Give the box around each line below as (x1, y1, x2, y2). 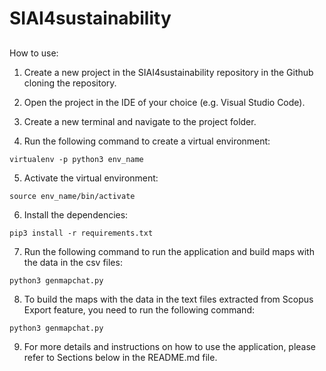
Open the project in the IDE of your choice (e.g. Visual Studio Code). (23, 96, 306, 108)
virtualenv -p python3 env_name (9, 154, 144, 164)
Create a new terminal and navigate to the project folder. (23, 115, 257, 127)
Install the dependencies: (23, 208, 129, 221)
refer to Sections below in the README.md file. (23, 351, 218, 363)
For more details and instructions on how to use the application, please (23, 340, 317, 352)
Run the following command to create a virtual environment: (23, 135, 271, 147)
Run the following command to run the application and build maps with (23, 245, 315, 257)
